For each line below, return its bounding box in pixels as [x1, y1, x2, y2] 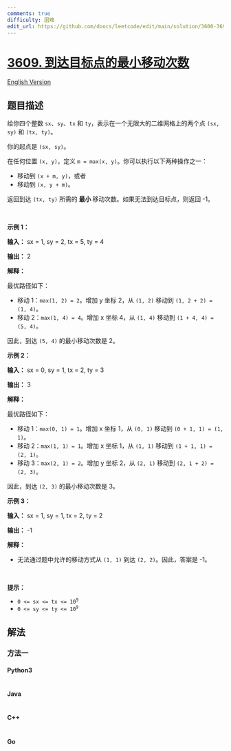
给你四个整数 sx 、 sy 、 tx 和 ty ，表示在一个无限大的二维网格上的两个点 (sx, [7, 119, 220, 127]
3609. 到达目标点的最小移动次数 [7, 54, 190, 70]
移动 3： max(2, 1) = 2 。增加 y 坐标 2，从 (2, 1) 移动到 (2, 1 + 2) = [16, 459, 214, 467]
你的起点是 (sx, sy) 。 [7, 143, 70, 151]
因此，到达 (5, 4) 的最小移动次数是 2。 [7, 337, 119, 345]
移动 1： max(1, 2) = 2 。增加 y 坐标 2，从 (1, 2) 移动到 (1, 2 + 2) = [16, 296, 213, 305]
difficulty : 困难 [7, 17, 55, 23]
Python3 [7, 666, 32, 675]
